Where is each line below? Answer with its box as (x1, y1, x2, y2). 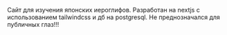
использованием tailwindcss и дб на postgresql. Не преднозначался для (7, 13, 220, 21)
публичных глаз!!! (7, 21, 60, 28)
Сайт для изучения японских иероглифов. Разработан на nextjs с (7, 6, 201, 14)
